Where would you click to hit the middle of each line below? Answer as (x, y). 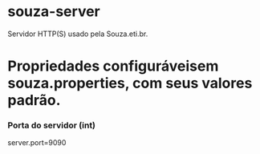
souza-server (54, 12)
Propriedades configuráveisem (113, 66)
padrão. (34, 101)
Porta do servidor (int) (52, 125)
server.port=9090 (37, 143)
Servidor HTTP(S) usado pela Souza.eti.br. (78, 34)
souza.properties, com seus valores (130, 83)
